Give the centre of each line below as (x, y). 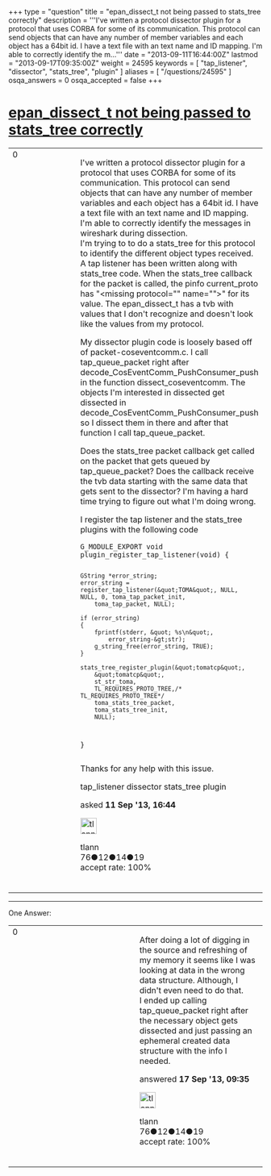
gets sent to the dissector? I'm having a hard (164, 491)
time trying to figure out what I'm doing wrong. (168, 501)
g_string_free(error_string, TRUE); (154, 646)
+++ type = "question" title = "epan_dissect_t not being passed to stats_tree (135, 12)
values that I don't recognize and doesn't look (167, 314)
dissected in (103, 402)
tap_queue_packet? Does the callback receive (167, 471)
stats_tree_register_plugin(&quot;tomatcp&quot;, (163, 667)
